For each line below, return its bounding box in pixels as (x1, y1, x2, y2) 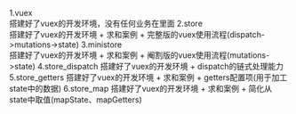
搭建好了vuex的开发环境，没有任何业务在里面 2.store (9, 18, 203, 28)
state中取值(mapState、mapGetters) (9, 94, 142, 105)
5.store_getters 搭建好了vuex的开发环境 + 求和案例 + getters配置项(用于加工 (9, 72, 287, 83)
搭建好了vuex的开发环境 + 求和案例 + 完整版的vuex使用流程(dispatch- (9, 29, 265, 39)
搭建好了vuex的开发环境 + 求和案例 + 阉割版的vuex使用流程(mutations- (9, 50, 270, 61)
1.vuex (9, 8, 33, 18)
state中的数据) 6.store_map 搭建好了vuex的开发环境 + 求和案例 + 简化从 (9, 84, 273, 94)
